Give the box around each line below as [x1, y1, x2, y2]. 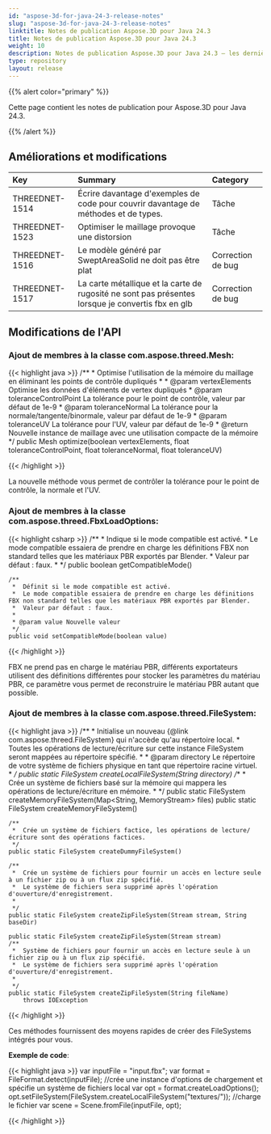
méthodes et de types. [77, 208, 163, 219]
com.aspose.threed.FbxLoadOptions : [8, 515, 159, 527]
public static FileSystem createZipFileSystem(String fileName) [8, 988, 229, 997]
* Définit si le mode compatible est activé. [11, 582, 172, 590]
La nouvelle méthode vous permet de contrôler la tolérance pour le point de [8, 476, 260, 486]
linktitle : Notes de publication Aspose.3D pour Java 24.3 [8, 27, 211, 35]
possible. [8, 688, 39, 697]
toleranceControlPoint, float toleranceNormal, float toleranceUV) [8, 446, 223, 455]
